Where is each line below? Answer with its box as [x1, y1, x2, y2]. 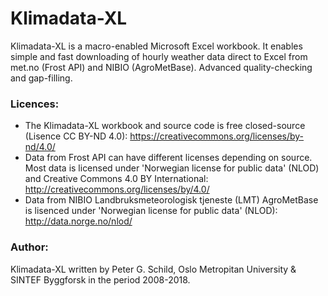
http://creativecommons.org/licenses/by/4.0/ [24, 183, 210, 196]
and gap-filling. [10, 72, 73, 84]
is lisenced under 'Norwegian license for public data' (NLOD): [24, 205, 278, 217]
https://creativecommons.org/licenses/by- [129, 130, 305, 142]
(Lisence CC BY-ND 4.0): [24, 130, 128, 142]
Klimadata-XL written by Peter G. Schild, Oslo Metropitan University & [10, 263, 297, 275]
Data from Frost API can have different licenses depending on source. [24, 152, 313, 164]
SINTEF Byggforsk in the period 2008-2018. [10, 273, 191, 286]
